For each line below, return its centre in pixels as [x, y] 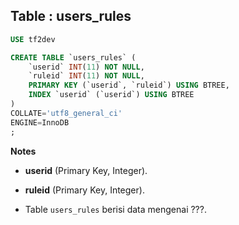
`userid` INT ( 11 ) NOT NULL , [86, 67]
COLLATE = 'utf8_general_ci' [66, 113]
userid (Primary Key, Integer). [86, 170]
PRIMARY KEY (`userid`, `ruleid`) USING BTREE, [129, 85]
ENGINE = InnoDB [40, 122]
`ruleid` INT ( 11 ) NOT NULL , [86, 76]
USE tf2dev [33, 39]
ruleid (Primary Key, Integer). [84, 190]
